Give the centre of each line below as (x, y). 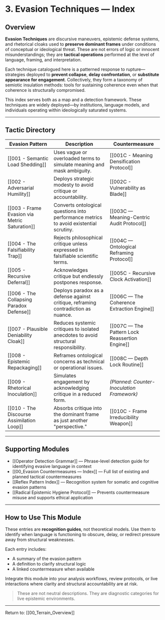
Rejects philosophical (78, 238)
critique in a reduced (77, 394)
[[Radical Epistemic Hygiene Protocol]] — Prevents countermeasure (81, 492)
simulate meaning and (79, 164)
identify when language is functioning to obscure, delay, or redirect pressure (82, 535)
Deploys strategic (74, 179)
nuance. (63, 315)
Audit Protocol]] (128, 223)
